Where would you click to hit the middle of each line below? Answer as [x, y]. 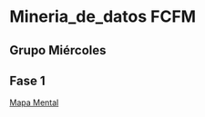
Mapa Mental [34, 102]
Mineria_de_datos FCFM [103, 17]
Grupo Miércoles [58, 50]
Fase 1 [27, 80]
